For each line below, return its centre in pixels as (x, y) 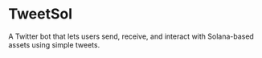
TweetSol (41, 14)
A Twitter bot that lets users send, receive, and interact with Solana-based (131, 36)
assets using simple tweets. (54, 44)
